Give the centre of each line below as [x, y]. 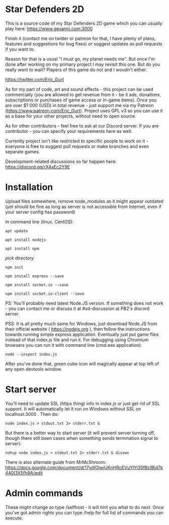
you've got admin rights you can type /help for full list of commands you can [84, 512]
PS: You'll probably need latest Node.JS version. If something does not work [84, 303]
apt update [17, 231]
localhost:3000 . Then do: [32, 414]
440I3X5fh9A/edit [24, 472]
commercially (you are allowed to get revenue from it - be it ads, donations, [83, 94]
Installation [29, 187]
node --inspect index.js [31, 354]
